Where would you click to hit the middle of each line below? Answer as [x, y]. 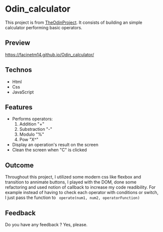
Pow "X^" [29, 140]
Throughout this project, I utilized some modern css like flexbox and [73, 177]
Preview [18, 43]
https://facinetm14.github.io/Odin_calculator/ [50, 54]
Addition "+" [32, 124]
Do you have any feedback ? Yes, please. [46, 224]
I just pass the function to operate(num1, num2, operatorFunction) [72, 197]
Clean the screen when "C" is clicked [49, 150]
